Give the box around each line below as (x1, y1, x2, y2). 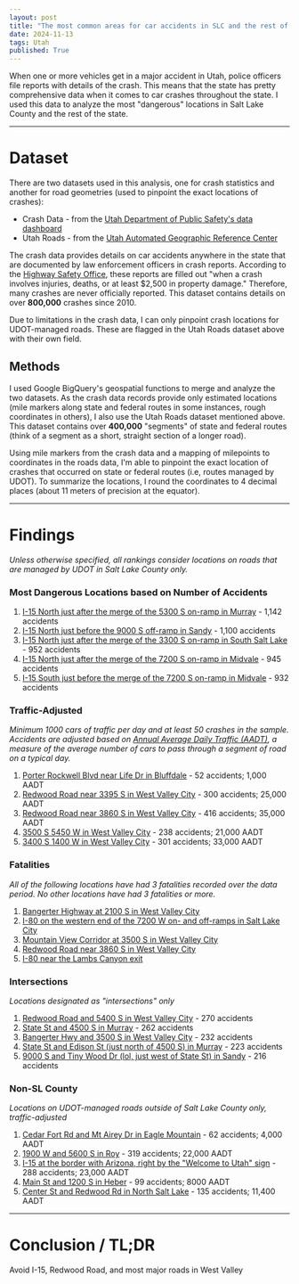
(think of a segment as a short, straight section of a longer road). (9, 429, 246, 441)
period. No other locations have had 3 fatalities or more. (9, 888, 216, 899)
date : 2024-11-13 (9, 29, 74, 38)
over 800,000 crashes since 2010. (9, 298, 137, 308)
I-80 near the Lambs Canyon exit (21, 953, 143, 963)
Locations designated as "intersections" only (9, 995, 175, 1006)
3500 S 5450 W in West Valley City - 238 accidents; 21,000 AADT (21, 827, 264, 838)
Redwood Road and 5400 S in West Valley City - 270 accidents (21, 1013, 254, 1023)
